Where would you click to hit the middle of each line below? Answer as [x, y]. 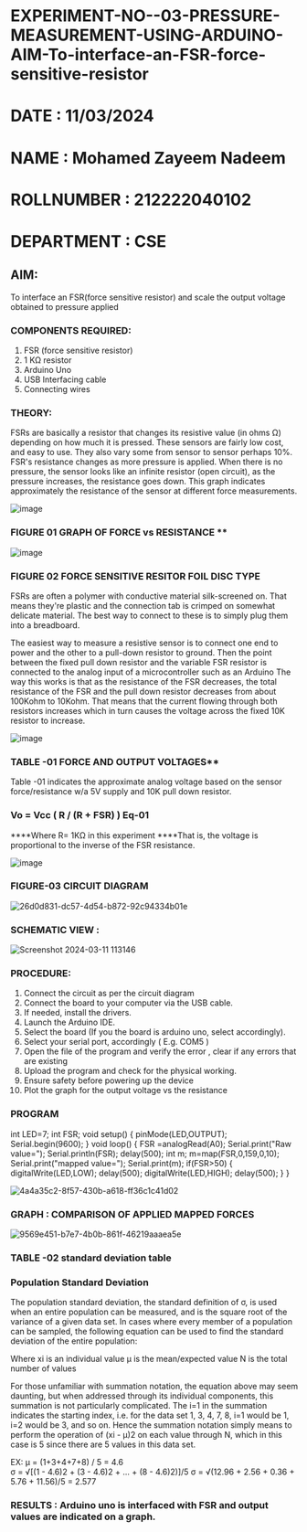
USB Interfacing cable [65, 379]
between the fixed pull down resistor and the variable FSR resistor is [139, 662]
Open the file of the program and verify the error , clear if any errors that [160, 1051]
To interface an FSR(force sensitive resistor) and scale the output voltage [148, 297]
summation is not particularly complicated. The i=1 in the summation [139, 1406]
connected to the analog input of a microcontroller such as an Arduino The [151, 672]
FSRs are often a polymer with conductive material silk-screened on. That [148, 596]
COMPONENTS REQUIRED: [71, 330]
